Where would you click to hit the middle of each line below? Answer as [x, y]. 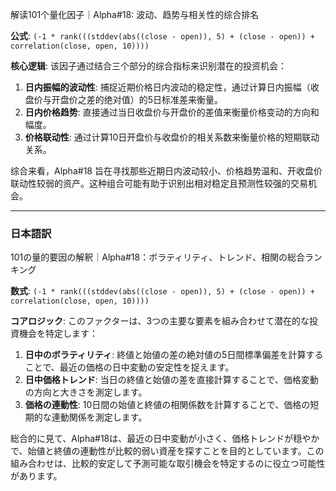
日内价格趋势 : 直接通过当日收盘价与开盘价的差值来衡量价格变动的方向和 [172, 112]
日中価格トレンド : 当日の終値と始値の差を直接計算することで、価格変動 [171, 380]
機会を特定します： [58, 334]
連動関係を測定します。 [99, 417]
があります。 [36, 476]
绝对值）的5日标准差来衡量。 [163, 99]
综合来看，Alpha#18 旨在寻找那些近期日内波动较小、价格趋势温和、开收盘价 [166, 171]
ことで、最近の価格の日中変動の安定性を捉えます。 [129, 367]
